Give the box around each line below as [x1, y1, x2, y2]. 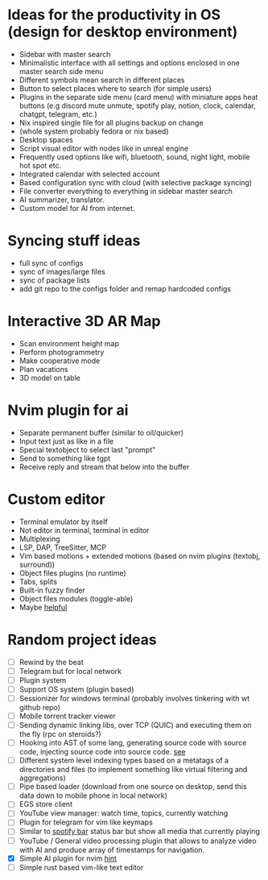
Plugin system [19, 675, 67, 685]
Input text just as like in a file [19, 436, 114, 446]
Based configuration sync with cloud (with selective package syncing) [19, 177, 253, 187]
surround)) [19, 560, 56, 569]
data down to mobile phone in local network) [19, 791, 168, 800]
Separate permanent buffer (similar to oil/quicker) [19, 428, 184, 437]
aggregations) [19, 773, 66, 783]
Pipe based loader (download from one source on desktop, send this [19, 782, 247, 791]
